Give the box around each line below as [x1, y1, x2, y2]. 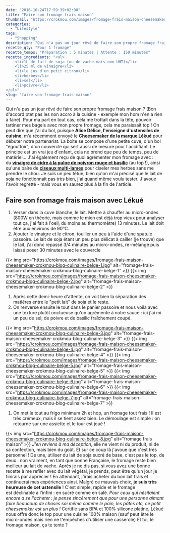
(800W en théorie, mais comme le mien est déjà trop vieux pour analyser [13, 215, 165, 221]
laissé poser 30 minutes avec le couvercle [13, 247, 101, 253]
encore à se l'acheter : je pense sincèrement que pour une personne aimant [6, 495, 164, 501]
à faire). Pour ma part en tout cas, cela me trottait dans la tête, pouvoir [6, 117, 152, 123]
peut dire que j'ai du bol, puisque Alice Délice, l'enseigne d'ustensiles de [6, 128, 159, 134]
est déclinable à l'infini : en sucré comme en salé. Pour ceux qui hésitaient [6, 489, 160, 496]
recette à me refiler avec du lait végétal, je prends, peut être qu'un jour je [6, 468, 158, 474]
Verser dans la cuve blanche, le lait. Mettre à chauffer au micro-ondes [13, 210, 158, 216]
